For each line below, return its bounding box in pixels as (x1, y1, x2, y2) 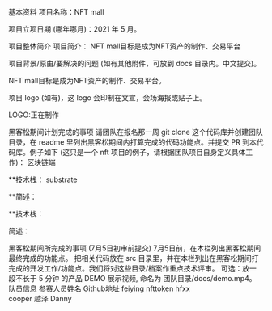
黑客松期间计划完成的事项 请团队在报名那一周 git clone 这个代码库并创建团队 (8, 128, 263, 137)
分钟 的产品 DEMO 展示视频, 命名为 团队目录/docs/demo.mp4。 (45, 274, 257, 283)
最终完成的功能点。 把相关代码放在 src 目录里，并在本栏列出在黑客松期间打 (8, 254, 259, 263)
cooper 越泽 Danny (8, 294, 72, 303)
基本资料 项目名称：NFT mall (8, 7, 104, 16)
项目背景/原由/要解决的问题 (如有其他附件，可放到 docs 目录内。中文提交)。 (8, 59, 261, 68)
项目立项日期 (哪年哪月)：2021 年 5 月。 (8, 24, 142, 34)
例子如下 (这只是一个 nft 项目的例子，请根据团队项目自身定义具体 (29, 148, 246, 157)
